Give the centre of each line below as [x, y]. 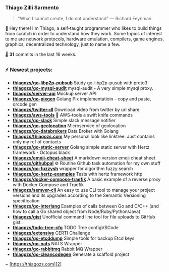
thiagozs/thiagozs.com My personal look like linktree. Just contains [83, 136]
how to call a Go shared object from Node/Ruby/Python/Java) [76, 211]
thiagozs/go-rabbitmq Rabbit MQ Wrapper [57, 249]
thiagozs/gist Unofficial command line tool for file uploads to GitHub [84, 216]
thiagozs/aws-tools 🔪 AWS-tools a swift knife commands [72, 115]
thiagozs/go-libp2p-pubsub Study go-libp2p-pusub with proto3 [80, 83]
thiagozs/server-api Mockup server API [54, 93]
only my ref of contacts [37, 142]
